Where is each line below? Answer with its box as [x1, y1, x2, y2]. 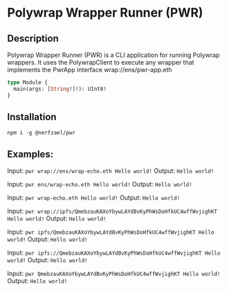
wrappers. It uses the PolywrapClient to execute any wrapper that [7, 58, 194, 67]
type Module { [7, 79, 48, 86]
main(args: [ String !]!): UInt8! [13, 85, 107, 92]
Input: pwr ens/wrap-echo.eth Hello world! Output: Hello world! [7, 180, 192, 189]
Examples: [7, 148, 54, 160]
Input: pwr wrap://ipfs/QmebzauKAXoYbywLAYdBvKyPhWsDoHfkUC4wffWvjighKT [7, 207, 218, 216]
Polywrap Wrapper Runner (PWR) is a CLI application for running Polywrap [7, 51, 220, 59]
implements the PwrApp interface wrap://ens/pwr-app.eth [7, 66, 172, 74]
